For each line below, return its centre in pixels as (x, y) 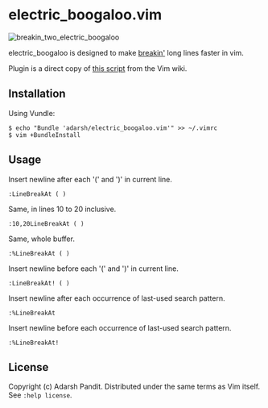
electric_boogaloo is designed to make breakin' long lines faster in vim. (126, 52)
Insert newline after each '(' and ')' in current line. (91, 179)
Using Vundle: (32, 113)
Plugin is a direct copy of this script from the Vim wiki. (98, 68)
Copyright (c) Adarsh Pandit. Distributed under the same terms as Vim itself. (134, 387)
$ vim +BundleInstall (45, 135)
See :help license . (40, 395)
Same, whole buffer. (41, 239)
